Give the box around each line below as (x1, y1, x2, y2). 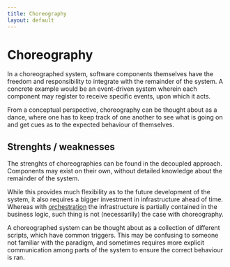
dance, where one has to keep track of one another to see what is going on (7, 113, 223, 122)
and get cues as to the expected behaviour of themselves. (7, 120, 174, 129)
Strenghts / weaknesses (7, 140, 115, 152)
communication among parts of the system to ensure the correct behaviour (7, 246, 223, 254)
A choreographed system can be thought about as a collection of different (7, 224, 220, 232)
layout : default (7, 17, 54, 24)
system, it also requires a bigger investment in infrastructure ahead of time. (7, 195, 223, 203)
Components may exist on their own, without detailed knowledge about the (7, 167, 223, 175)
